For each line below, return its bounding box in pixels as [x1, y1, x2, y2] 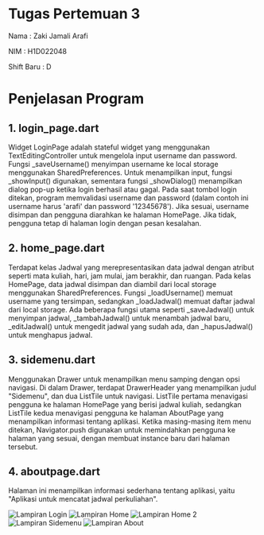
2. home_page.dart [8, 242, 105, 255]
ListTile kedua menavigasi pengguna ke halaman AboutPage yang [8, 408, 224, 417]
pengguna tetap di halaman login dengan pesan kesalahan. [8, 218, 202, 227]
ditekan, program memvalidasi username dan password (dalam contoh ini [8, 192, 249, 203]
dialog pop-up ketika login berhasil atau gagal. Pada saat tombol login [8, 184, 237, 194]
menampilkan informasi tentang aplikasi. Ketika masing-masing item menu [8, 417, 252, 426]
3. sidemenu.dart [8, 353, 95, 366]
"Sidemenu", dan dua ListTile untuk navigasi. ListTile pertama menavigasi [8, 391, 248, 401]
